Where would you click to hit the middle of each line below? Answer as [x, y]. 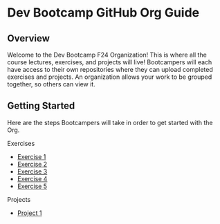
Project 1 [29, 213]
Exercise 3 [32, 171]
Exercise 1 [31, 156]
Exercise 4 [32, 178]
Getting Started [41, 106]
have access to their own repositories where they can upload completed [110, 69]
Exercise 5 [32, 186]
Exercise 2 [32, 164]
